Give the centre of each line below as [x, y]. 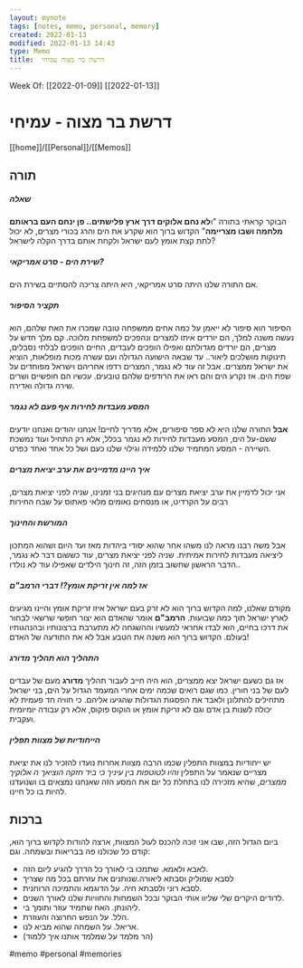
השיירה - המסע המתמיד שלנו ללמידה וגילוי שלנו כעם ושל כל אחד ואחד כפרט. [140, 448]
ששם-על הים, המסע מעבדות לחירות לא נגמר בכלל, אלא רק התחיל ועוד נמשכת [143, 439]
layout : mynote [38, 18]
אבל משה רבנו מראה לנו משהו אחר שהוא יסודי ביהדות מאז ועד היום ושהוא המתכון [148, 545]
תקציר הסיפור [34, 305]
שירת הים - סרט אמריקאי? [57, 261]
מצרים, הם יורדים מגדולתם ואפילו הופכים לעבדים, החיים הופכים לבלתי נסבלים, [143, 347]
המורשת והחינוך [38, 522]
